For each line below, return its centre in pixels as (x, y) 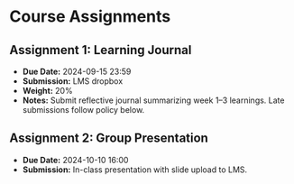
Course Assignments (90, 17)
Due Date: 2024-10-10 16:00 (75, 160)
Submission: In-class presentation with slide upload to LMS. (135, 170)
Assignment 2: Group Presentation (109, 138)
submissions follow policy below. (83, 110)
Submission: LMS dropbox (73, 81)
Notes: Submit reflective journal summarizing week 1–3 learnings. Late (153, 100)
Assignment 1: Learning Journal (101, 50)
